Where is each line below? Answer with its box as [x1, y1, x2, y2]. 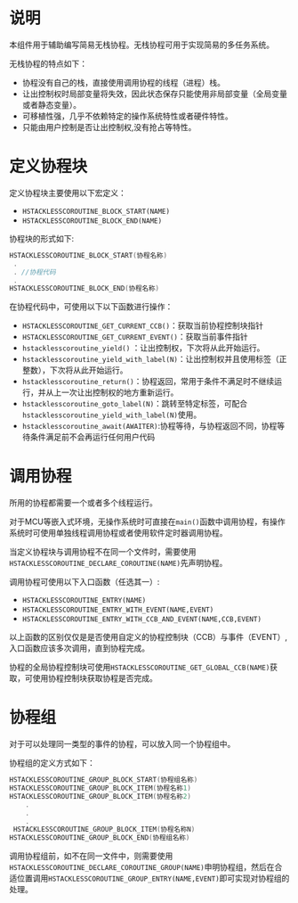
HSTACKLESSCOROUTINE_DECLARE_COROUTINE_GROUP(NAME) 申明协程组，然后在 [9, 862, 275, 873]
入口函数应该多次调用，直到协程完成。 [9, 643, 149, 653]
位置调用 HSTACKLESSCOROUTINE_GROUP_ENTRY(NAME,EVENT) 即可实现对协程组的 [16, 873, 290, 883]
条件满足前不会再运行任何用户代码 [29, 431, 156, 442]
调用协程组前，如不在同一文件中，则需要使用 [9, 850, 173, 861]
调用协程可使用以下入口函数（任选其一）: [9, 577, 160, 587]
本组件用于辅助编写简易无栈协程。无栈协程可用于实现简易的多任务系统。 [9, 39, 274, 50]
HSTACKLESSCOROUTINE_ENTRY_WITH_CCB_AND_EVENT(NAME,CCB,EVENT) [21, 615, 262, 624]
